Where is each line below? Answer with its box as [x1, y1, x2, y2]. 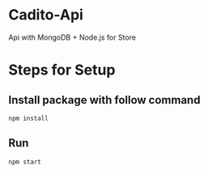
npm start [8, 158, 42, 166]
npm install [8, 114, 49, 122]
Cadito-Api [8, 6, 83, 24]
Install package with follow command [8, 93, 201, 107]
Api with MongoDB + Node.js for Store [8, 32, 136, 42]
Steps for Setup [8, 61, 116, 79]
